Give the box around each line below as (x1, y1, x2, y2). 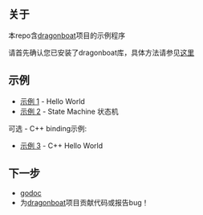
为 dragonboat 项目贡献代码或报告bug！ (19, 198, 149, 208)
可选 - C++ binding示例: (8, 123, 87, 133)
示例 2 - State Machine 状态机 (19, 106, 119, 116)
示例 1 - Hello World (19, 96, 86, 106)
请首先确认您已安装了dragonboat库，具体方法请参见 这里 (8, 48, 195, 57)
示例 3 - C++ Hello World (19, 140, 104, 151)
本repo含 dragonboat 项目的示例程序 (8, 31, 126, 40)
